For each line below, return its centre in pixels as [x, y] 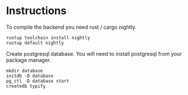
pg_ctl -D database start [37, 81]
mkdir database [25, 71]
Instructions [36, 11]
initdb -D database [30, 76]
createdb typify [26, 86]
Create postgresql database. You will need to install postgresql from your [94, 53]
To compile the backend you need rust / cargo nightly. [71, 27]
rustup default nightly [35, 43]
